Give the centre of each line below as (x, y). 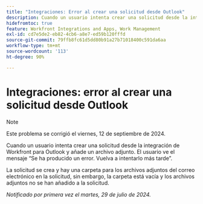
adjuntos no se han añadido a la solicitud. (58, 183)
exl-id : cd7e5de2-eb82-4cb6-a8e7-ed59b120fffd (66, 35)
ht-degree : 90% (25, 57)
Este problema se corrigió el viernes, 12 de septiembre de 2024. (86, 133)
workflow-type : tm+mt (34, 46)
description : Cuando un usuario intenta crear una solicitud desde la (97, 18)
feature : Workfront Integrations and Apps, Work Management (84, 29)
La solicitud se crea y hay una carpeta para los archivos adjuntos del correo (101, 169)
